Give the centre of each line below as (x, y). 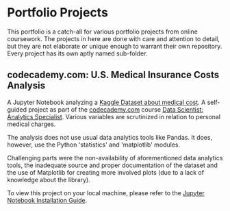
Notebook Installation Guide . (47, 200)
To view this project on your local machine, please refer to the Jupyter (106, 193)
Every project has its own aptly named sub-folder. (77, 53)
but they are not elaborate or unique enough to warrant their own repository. (115, 46)
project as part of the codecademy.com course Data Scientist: (116, 109)
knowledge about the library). (49, 179)
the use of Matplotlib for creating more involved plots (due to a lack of (105, 172)
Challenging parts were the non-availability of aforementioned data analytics (115, 158)
